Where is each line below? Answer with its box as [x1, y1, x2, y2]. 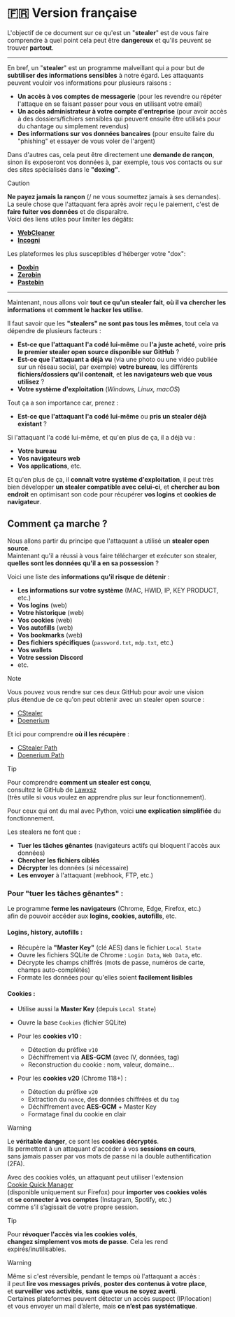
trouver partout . [7, 43, 54, 52]
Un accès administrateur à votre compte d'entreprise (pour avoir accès [17, 107, 227, 115]
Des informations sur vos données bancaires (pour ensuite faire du [17, 129, 215, 137]
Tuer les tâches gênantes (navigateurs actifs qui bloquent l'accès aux [17, 841, 220, 849]
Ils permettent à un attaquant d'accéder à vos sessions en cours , [7, 1144, 197, 1153]
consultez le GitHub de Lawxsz [7, 785, 97, 794]
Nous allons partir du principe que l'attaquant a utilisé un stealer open [7, 536, 210, 545]
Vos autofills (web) [17, 623, 73, 632]
